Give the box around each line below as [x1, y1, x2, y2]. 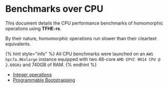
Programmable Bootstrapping [12, 77, 75, 83]
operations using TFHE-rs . [5, 25, 61, 31]
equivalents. [5, 40, 31, 47]
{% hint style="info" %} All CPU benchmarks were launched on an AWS [5, 51, 154, 57]
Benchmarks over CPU [5, 3, 103, 15]
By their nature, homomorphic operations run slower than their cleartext [5, 35, 157, 41]
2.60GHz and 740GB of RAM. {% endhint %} [5, 61, 97, 68]
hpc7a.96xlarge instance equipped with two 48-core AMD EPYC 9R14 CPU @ [5, 56, 160, 62]
